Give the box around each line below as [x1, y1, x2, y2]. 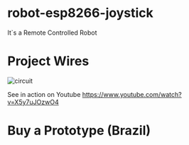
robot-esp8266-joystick [7, 5, 154, 21]
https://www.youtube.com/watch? [82, 90, 183, 98]
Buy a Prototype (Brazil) [7, 122, 151, 139]
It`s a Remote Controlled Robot [7, 28, 97, 37]
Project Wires [7, 53, 90, 69]
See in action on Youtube [7, 90, 81, 98]
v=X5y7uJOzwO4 [7, 98, 59, 106]
